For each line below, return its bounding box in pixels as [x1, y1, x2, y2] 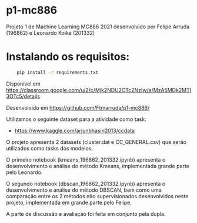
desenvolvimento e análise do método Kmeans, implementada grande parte [6, 162, 190, 169]
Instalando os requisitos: [6, 50, 130, 64]
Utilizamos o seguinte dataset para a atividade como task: [6, 116, 146, 123]
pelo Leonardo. [6, 169, 43, 176]
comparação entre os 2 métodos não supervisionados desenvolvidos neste [6, 192, 189, 199]
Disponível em [6, 80, 41, 87]
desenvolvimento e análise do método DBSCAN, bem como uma [6, 186, 162, 194]
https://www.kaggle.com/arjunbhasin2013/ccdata [14, 127, 135, 134]
